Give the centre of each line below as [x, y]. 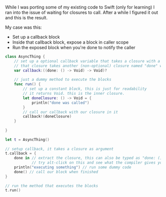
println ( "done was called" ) [61, 103]
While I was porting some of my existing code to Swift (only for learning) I [80, 7]
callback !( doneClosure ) [47, 117]
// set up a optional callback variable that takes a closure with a [87, 61]
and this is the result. [26, 18]
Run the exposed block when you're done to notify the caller [74, 47]
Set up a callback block [36, 37]
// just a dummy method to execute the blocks [63, 80]
